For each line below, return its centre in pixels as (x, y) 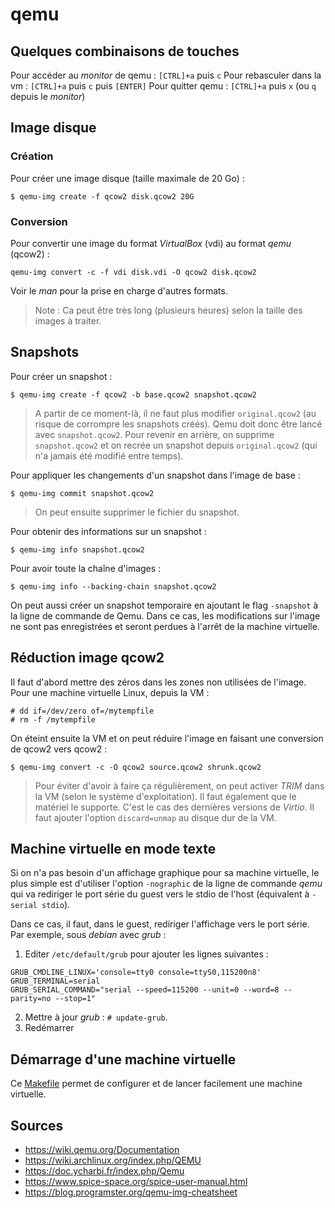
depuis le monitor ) (48, 96)
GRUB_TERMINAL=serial (55, 981)
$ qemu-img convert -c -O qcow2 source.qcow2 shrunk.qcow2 (136, 767)
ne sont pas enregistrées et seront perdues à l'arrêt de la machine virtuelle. (165, 626)
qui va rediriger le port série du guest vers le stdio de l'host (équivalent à (160, 894)
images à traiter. (68, 320)
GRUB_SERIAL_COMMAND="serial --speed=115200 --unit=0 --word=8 (145, 990)
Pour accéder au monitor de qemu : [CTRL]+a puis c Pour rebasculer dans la (166, 75)
